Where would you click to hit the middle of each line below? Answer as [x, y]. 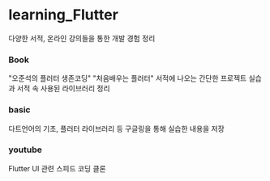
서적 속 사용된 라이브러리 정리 [64, 88]
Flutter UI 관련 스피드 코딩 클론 [58, 168]
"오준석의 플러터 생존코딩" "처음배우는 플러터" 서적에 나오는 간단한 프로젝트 [128, 78]
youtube [26, 149]
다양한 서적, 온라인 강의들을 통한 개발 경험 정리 [82, 38]
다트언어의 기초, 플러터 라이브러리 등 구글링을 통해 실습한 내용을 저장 [116, 128]
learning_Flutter [64, 15]
